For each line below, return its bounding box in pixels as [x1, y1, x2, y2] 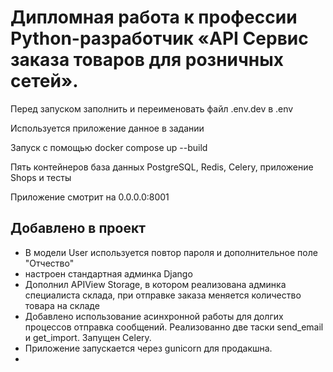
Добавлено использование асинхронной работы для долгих [24, 310, 284, 322]
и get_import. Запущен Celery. [24, 331, 152, 343]
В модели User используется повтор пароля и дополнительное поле [24, 246, 318, 258]
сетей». [10, 70, 79, 93]
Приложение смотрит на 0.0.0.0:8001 [10, 191, 170, 203]
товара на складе [24, 299, 100, 311]
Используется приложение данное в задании [10, 122, 205, 134]
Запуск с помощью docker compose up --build [10, 141, 208, 153]
